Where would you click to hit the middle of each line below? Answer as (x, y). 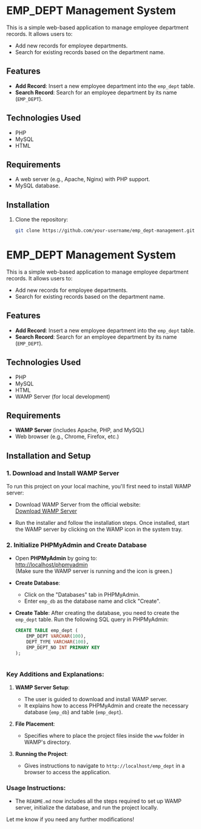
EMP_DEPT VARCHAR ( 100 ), (56, 636)
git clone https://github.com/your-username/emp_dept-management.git (105, 231)
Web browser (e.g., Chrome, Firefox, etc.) (67, 437)
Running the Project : (41, 754)
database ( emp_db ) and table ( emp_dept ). (73, 712)
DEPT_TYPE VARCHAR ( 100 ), (58, 642)
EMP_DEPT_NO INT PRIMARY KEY (63, 648)
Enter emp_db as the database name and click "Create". (92, 601)
